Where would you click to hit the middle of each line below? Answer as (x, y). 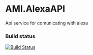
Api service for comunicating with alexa (46, 23)
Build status (20, 36)
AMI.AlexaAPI (35, 9)
